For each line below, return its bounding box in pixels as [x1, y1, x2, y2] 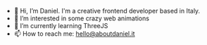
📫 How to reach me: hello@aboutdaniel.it [13, 30, 135, 38]
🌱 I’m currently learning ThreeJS [13, 22, 108, 30]
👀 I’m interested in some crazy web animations [13, 14, 150, 22]
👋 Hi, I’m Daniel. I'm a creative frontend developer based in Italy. [13, 7, 201, 15]
